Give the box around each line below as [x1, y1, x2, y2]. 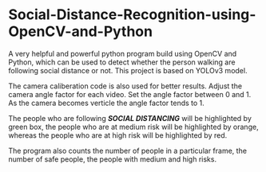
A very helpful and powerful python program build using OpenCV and [8, 49, 237, 58]
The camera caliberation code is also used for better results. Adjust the [8, 81, 242, 91]
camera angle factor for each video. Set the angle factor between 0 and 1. [8, 89, 252, 99]
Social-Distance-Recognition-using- [8, 6, 256, 24]
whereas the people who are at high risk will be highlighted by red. [8, 130, 228, 140]
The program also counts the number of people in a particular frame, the [8, 146, 248, 155]
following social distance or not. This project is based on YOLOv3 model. [8, 65, 248, 75]
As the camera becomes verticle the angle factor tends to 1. [8, 98, 205, 107]
